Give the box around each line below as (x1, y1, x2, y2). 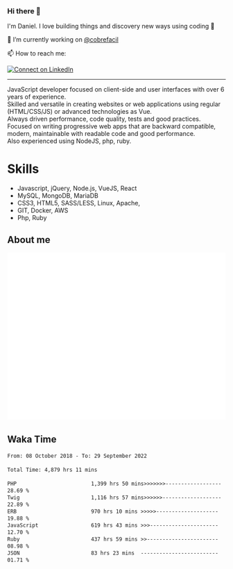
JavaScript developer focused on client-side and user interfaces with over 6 (7, 85, 225, 94)
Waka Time (7, 433, 57, 445)
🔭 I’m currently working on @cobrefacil (7, 35, 119, 44)
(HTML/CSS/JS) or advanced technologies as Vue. (7, 108, 153, 116)
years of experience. (7, 93, 67, 101)
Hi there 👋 (7, 6, 42, 16)
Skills (7, 161, 40, 177)
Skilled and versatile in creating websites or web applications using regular (7, 100, 221, 108)
